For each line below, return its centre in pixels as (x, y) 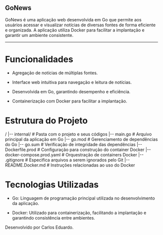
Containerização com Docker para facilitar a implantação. (70, 101)
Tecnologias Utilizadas (52, 185)
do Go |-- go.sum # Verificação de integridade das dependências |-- (73, 144)
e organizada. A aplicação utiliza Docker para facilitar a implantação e (75, 30)
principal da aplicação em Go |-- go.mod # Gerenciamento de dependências (81, 139)
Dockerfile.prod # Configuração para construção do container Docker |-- (78, 150)
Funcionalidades (39, 59)
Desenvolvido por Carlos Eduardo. (39, 227)
